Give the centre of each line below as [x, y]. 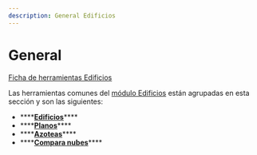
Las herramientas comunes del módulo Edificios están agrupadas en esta [129, 93]
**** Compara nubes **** [61, 142]
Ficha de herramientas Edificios [60, 77]
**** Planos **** [45, 125]
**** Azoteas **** [48, 133]
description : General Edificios [62, 16]
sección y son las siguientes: [56, 101]
